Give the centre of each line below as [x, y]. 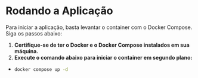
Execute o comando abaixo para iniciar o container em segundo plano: [103, 57]
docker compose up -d [41, 69]
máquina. [26, 51]
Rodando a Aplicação [59, 11]
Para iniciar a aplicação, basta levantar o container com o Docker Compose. [99, 27]
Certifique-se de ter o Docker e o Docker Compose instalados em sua [102, 45]
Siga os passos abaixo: [34, 33]
